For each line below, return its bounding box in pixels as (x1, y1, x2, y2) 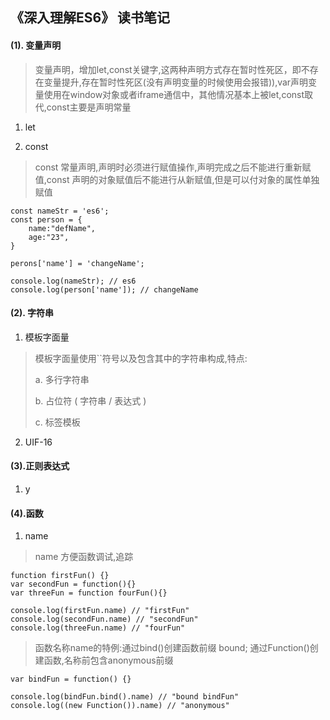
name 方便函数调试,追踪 (34, 551, 134, 563)
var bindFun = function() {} (10, 674, 132, 685)
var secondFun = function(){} (10, 579, 137, 590)
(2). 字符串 (10, 307, 54, 319)
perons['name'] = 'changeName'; (10, 258, 145, 268)
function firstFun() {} (10, 571, 110, 581)
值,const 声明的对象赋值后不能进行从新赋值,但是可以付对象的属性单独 (34, 173, 320, 185)
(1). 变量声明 (10, 39, 62, 51)
